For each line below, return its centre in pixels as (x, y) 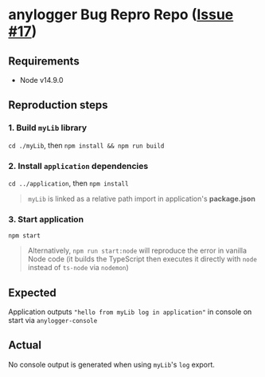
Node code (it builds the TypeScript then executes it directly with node (142, 259)
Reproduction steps (58, 105)
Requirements (44, 61)
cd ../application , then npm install (68, 183)
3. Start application (46, 219)
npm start (25, 236)
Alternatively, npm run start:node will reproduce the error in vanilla (137, 251)
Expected (33, 293)
